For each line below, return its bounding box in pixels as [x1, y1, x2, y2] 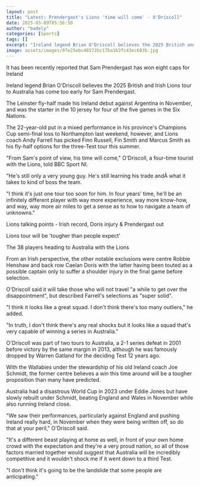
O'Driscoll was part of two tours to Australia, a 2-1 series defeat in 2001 [6, 339, 182, 346]
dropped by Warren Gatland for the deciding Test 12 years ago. [6, 352, 161, 359]
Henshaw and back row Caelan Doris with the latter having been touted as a [6, 261, 193, 269]
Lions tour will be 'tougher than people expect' [6, 232, 121, 239]
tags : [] [6, 36, 28, 42]
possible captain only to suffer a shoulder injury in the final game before [6, 267, 183, 275]
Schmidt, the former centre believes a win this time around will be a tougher [6, 370, 192, 377]
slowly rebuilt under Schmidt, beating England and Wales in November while [6, 394, 193, 401]
